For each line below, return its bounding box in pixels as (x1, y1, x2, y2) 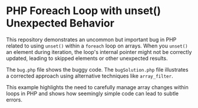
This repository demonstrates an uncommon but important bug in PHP (6, 36, 177, 43)
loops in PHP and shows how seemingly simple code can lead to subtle (6, 90, 179, 97)
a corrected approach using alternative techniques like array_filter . (6, 72, 173, 79)
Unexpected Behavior (6, 16, 115, 30)
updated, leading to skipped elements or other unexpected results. (6, 55, 168, 62)
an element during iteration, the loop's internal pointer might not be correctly (6, 48, 192, 55)
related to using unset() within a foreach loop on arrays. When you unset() (6, 42, 189, 49)
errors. (6, 96, 22, 103)
